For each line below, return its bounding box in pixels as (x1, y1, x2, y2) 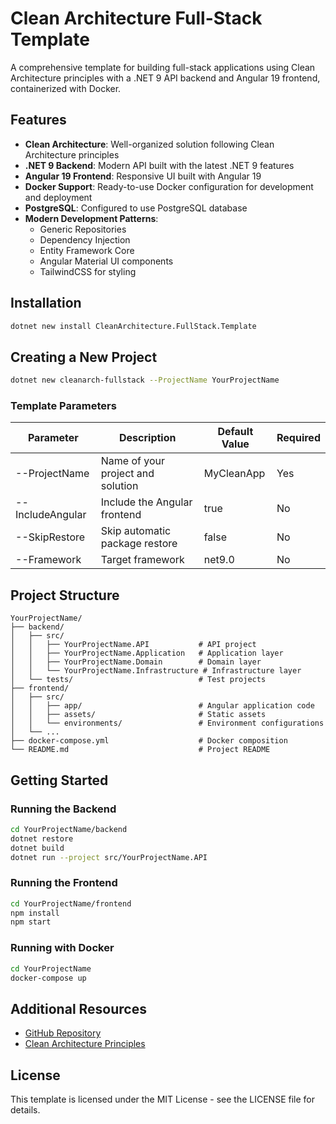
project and (100, 467, 155, 481)
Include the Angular (100, 495, 193, 509)
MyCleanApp (203, 467, 266, 481)
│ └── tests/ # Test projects (10, 675, 267, 685)
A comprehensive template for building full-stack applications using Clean (10, 61, 316, 73)
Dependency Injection (39, 233, 131, 246)
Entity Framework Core (39, 244, 135, 256)
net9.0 (203, 553, 235, 567)
